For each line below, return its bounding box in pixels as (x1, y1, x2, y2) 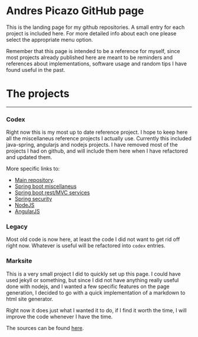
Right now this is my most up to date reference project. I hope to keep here (6, 128, 188, 136)
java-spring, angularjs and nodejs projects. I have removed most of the (6, 141, 178, 148)
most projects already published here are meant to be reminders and (6, 54, 173, 61)
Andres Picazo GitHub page (6, 4, 144, 18)
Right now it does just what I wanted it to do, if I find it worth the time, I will (6, 306, 187, 313)
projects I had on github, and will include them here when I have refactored (6, 147, 189, 154)
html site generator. (6, 295, 54, 302)
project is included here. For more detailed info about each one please (6, 29, 177, 37)
